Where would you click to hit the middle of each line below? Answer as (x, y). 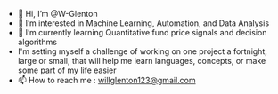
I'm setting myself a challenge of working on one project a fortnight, (142, 51)
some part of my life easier (67, 70)
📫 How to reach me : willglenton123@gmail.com (106, 80)
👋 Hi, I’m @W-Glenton (57, 14)
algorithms (37, 42)
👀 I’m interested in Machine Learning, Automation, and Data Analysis (143, 23)
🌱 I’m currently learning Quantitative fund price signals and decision (142, 32)
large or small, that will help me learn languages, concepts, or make (142, 61)
